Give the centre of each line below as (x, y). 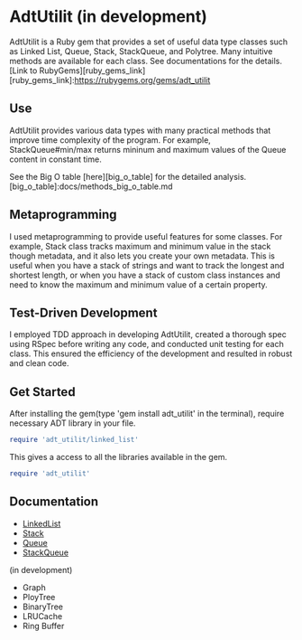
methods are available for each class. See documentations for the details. (146, 61)
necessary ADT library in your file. (73, 423)
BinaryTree (42, 607)
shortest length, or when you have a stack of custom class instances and (145, 275)
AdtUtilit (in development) (108, 17)
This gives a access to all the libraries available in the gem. (119, 457)
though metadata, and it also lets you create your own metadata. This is (142, 256)
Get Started (42, 392)
